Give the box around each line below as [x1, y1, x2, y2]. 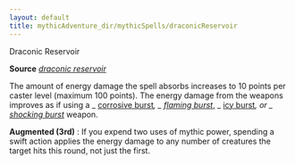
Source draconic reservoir [9, 63, 107, 74]
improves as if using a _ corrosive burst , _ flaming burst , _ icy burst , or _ [9, 99, 274, 110]
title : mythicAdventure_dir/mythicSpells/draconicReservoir [9, 21, 239, 30]
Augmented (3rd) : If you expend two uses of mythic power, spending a [9, 126, 274, 136]
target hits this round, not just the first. [9, 144, 150, 156]
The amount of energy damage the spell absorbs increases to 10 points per [9, 80, 286, 91]
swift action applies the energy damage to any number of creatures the [9, 136, 271, 146]
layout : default [9, 12, 70, 22]
